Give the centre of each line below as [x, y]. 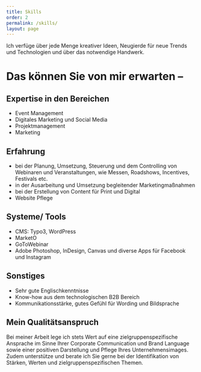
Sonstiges [26, 276]
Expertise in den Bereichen [58, 99]
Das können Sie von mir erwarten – [95, 77]
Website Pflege [34, 198]
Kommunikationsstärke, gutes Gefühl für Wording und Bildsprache [97, 303]
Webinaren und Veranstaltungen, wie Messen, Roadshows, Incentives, [102, 172]
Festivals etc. [31, 179]
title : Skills [24, 12]
